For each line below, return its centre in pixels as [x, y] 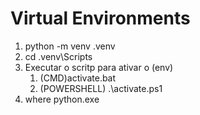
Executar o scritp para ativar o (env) [99, 67]
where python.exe [62, 99]
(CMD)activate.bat [78, 78]
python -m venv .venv [70, 46]
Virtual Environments [100, 18]
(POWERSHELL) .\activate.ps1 [101, 88]
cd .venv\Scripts [58, 56]
